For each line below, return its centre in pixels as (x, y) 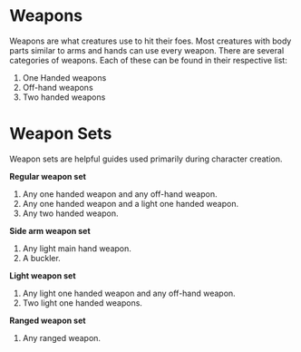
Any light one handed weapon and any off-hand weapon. (129, 293)
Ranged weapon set (48, 320)
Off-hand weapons (58, 87)
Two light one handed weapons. (83, 303)
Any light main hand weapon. (77, 248)
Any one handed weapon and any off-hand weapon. (120, 194)
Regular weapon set (48, 176)
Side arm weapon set (50, 230)
